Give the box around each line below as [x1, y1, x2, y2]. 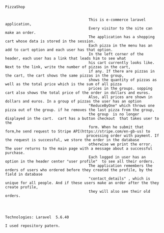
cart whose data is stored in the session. [5, 39, 96, 44]
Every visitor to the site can [88, 26, 153, 31]
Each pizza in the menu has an [88, 43, 153, 48]
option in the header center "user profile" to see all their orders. [5, 159, 155, 164]
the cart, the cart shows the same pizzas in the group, [5, 73, 124, 78]
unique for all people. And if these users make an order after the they [5, 181, 160, 185]
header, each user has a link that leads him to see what [5, 56, 126, 61]
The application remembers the [88, 163, 153, 168]
